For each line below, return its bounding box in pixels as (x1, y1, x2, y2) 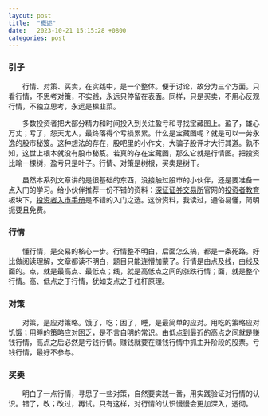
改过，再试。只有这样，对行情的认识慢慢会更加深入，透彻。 (57, 399, 253, 409)
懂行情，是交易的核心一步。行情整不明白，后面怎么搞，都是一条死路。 (22, 246, 253, 256)
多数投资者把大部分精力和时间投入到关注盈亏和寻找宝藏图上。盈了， (22, 118, 246, 128)
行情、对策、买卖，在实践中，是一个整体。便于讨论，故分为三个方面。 (22, 81, 253, 91)
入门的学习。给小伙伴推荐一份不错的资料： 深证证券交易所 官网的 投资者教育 (14, 185, 260, 194)
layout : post (8, 11, 52, 20)
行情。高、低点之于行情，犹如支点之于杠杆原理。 (8, 276, 169, 285)
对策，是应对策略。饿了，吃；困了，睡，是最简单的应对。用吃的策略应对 (22, 318, 260, 328)
